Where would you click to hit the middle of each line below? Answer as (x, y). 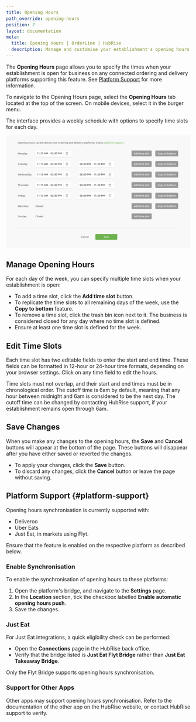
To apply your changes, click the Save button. (70, 465)
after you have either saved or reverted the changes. (69, 454)
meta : (13, 37)
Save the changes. (37, 609)
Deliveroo (26, 521)
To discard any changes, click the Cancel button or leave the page (95, 471)
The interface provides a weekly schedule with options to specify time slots (97, 121)
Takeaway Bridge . (37, 661)
